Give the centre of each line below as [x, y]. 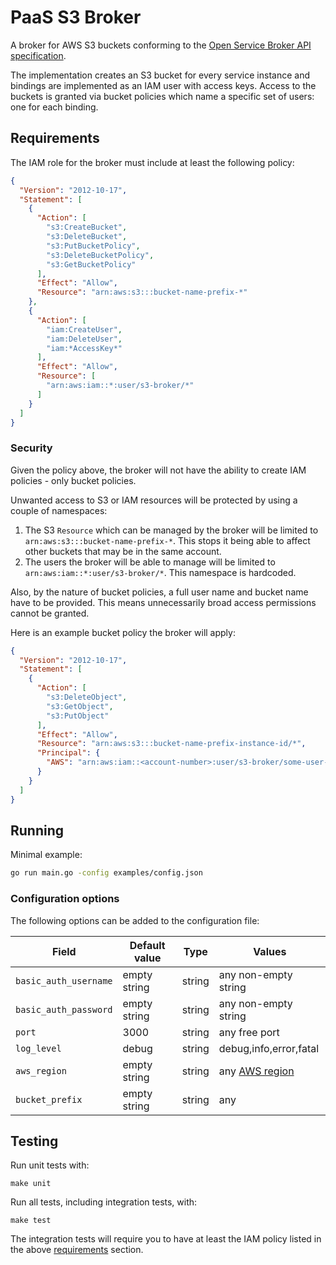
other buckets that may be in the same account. [123, 551]
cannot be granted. [50, 613]
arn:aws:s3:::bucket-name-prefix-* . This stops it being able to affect [167, 540]
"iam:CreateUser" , [84, 329]
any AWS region [256, 1071]
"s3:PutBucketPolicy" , [93, 246]
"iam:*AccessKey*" [84, 348]
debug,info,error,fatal [269, 1048]
